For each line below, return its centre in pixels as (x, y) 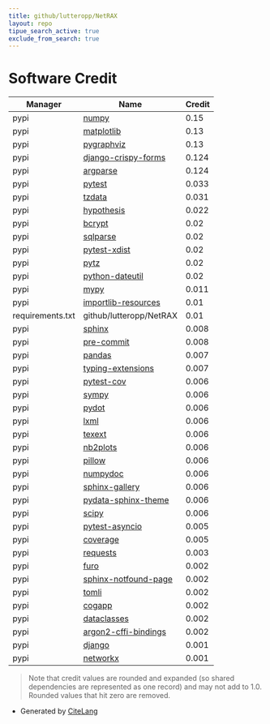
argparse (100, 171)
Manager (44, 105)
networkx (101, 658)
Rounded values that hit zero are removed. (99, 696)
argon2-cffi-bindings (124, 632)
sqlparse (100, 237)
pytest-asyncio (113, 526)
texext (95, 435)
